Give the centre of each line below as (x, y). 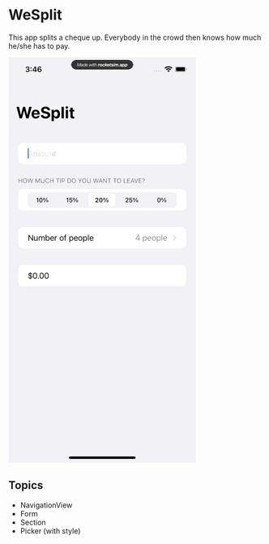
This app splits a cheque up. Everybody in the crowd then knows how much (135, 37)
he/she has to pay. (39, 45)
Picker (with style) (50, 531)
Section (33, 522)
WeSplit (35, 15)
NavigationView (46, 505)
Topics (26, 485)
